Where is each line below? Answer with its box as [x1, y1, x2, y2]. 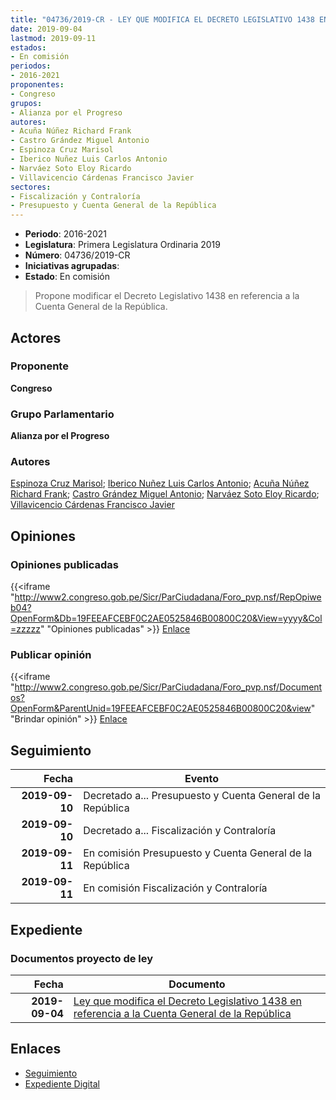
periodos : [10, 61, 52, 71]
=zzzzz [10, 623, 41, 635]
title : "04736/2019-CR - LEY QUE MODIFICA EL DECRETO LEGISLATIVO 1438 [10, 14, 315, 25]
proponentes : [10, 80, 65, 90]
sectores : [10, 182, 52, 192]
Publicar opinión [10, 648, 92, 662]
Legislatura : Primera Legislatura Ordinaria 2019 [24, 239, 221, 251]
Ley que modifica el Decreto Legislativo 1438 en [73, 994, 302, 1008]
